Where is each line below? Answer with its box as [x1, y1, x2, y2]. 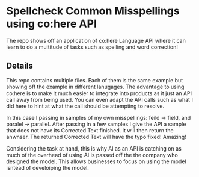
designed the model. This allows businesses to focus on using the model [6, 158, 186, 165]
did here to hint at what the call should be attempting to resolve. [6, 102, 165, 110]
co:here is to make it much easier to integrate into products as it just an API [6, 89, 192, 97]
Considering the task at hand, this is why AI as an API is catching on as [6, 144, 182, 152]
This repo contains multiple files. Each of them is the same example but [6, 76, 183, 84]
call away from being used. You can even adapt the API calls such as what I [6, 96, 194, 103]
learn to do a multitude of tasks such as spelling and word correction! [6, 43, 179, 51]
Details [6, 61, 33, 71]
